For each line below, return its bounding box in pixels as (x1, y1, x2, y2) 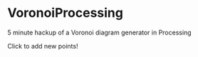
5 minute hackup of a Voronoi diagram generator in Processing (7, 28, 192, 37)
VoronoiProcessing (7, 5, 123, 21)
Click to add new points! (7, 42, 78, 50)
